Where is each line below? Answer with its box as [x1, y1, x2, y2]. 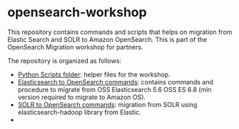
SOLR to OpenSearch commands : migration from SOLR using [17, 100, 198, 108]
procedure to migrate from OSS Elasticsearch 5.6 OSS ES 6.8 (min [17, 85, 212, 94]
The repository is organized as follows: [7, 56, 122, 64]
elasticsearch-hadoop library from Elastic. [17, 108, 141, 116]
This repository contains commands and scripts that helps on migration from [7, 28, 233, 36]
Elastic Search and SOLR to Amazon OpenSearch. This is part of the [7, 35, 208, 43]
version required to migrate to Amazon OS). [17, 93, 146, 101]
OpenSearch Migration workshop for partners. [7, 43, 143, 51]
